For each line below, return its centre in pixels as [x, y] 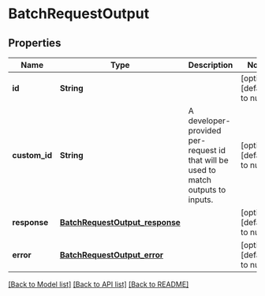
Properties [35, 43]
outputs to [207, 190]
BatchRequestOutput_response [120, 222]
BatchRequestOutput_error [112, 255]
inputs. [201, 200]
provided [205, 131]
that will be [208, 160]
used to [202, 170]
